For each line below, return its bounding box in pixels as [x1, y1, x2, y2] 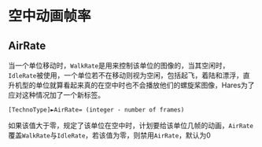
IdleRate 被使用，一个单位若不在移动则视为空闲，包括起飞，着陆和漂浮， [8, 71, 244, 79]
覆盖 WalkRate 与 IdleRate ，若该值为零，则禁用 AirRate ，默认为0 [8, 130, 211, 140]
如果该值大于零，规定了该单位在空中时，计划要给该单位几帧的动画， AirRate [8, 121, 254, 130]
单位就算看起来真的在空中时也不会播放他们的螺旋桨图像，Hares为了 [35, 80, 255, 90]
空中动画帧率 [8, 7, 92, 25]
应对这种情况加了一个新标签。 [8, 90, 105, 99]
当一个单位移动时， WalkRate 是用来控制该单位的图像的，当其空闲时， [8, 61, 230, 70]
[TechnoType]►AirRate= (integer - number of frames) [8, 106, 185, 114]
